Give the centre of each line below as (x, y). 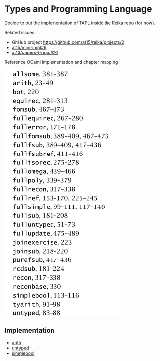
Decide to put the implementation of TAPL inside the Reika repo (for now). (80, 23)
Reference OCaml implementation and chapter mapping (61, 62)
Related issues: (20, 32)
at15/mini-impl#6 (29, 47)
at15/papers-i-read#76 (35, 52)
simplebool (23, 353)
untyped (20, 348)
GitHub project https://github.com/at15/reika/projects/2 (68, 42)
